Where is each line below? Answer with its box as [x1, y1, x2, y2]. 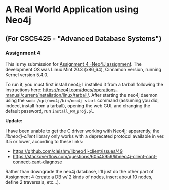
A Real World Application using [5, 4, 139, 15]
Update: [5, 117, 23, 124]
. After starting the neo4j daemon [88, 92, 158, 98]
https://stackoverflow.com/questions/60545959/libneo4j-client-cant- [12, 153, 158, 159]
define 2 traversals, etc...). [5, 179, 60, 185]
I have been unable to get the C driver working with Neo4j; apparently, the [5, 128, 160, 134]
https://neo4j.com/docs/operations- [43, 87, 118, 93]
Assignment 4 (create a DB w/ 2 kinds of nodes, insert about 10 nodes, [5, 174, 153, 180]
